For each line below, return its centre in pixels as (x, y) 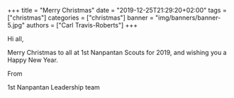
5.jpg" (16, 25)
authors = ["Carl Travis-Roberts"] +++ (82, 25)
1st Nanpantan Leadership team (54, 87)
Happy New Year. (33, 60)
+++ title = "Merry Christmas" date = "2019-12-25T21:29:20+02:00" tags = (117, 10)
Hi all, (16, 39)
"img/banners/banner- (188, 18)
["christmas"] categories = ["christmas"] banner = (80, 18)
